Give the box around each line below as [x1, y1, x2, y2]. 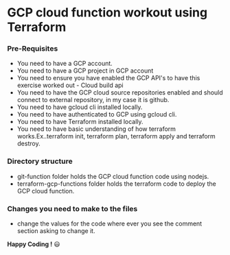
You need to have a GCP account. [16, 60, 113, 68]
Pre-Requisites [7, 44, 58, 53]
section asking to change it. [16, 227, 95, 235]
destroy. [16, 139, 41, 148]
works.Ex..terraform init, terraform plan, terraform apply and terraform [16, 132, 216, 141]
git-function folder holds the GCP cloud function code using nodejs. [16, 172, 209, 180]
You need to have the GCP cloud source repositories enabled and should [16, 88, 223, 97]
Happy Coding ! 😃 [7, 240, 60, 248]
